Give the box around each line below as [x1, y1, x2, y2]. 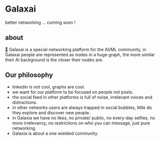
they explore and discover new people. [12, 109, 91, 115]
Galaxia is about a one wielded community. [12, 130, 99, 136]
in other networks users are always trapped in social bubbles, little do [12, 105, 152, 110]
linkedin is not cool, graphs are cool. [12, 84, 85, 89]
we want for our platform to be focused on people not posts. [12, 89, 134, 95]
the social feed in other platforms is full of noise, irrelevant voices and [12, 94, 153, 100]
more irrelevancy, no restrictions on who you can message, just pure [12, 120, 150, 126]
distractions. [12, 99, 38, 105]
